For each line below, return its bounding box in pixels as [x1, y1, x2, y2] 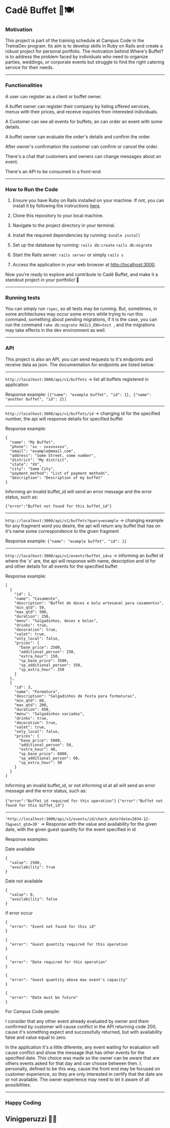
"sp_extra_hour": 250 [18, 667, 65, 672]
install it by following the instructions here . [12, 203, 101, 209]
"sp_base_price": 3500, [18, 658, 69, 663]
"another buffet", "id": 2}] [5, 397, 67, 402]
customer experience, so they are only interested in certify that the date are [5, 1071, 163, 1077]
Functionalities [5, 82, 43, 89]
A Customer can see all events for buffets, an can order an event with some [5, 118, 163, 125]
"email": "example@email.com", [10, 448, 76, 454]
